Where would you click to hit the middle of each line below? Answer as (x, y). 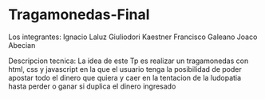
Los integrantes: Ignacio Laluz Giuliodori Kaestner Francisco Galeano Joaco (133, 37)
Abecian (22, 45)
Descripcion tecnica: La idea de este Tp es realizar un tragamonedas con (129, 61)
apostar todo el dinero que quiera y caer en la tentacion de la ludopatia (125, 77)
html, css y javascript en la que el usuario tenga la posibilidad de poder (125, 69)
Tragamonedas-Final (79, 15)
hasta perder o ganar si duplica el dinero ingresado (92, 86)
